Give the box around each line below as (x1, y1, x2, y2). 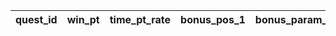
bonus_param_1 (254, 13, 334, 26)
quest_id (15, 13, 58, 26)
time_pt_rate (109, 13, 172, 26)
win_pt (66, 13, 100, 26)
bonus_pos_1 (180, 13, 246, 26)
